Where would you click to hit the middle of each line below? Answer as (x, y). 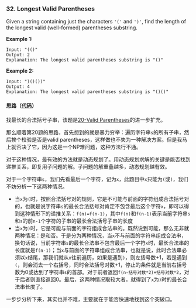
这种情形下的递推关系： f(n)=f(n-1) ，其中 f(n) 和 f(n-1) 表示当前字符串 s (105, 213)
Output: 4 (18, 87)
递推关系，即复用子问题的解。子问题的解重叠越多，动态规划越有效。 (88, 166)
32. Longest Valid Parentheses (51, 9)
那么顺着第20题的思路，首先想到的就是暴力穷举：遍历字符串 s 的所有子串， (95, 132)
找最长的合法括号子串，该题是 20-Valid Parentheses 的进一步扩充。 (86, 119)
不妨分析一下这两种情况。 (37, 186)
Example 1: (20, 39)
